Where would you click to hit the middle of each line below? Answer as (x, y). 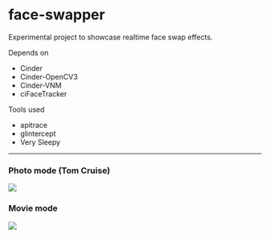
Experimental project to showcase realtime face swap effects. (110, 37)
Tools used (27, 109)
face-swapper (57, 15)
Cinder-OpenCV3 (49, 76)
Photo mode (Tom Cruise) (59, 170)
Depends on (29, 52)
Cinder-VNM (41, 85)
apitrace (34, 125)
